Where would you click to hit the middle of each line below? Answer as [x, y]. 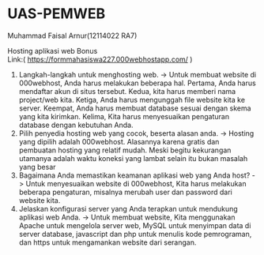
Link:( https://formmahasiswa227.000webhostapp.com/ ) [100, 59]
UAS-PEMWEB [57, 14]
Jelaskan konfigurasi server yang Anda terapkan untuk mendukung [128, 208]
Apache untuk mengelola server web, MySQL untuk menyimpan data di [135, 225]
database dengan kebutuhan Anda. [76, 125]
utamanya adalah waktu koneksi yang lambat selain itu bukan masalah [133, 158]
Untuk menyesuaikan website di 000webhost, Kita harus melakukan [136, 183]
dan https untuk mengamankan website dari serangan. [107, 242]
